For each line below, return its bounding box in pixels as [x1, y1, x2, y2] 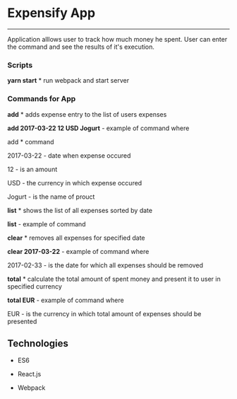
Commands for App [7, 94, 76, 104]
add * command [7, 137, 54, 146]
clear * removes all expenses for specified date [7, 233, 146, 242]
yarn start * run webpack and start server [7, 76, 129, 85]
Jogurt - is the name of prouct [7, 192, 95, 201]
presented [7, 317, 37, 325]
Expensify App [7, 5, 96, 21]
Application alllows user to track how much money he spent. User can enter [7, 35, 228, 43]
